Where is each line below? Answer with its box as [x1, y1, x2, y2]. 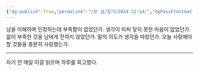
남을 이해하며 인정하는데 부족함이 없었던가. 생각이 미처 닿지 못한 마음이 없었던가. [6, 25, 191, 33]
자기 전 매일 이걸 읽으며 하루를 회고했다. [6, 59, 98, 66]
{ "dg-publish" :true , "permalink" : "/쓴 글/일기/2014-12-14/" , [6, 8, 153, 15]
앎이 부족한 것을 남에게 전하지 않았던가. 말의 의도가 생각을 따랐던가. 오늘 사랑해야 [6, 33, 192, 40]
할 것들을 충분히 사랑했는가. [6, 40, 70, 47]
